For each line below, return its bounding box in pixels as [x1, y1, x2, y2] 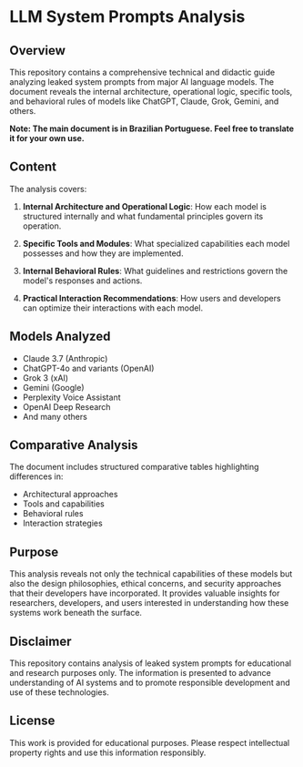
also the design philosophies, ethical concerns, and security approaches [9, 578, 282, 589]
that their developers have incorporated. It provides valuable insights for [9, 588, 280, 598]
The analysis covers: [9, 183, 87, 194]
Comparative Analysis [9, 437, 138, 453]
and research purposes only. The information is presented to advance [9, 668, 271, 679]
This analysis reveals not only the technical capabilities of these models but [9, 568, 293, 579]
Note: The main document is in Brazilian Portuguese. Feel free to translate [9, 123, 294, 134]
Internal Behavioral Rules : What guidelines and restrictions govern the [22, 265, 288, 276]
